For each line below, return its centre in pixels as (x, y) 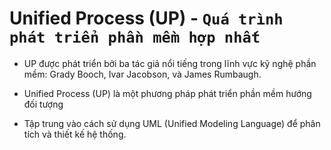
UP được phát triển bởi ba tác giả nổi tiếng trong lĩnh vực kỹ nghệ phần (170, 63)
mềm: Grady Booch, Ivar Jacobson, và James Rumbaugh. (142, 74)
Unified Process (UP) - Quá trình (146, 18)
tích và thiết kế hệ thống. (75, 134)
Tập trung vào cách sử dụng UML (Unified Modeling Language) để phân (172, 123)
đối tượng (43, 104)
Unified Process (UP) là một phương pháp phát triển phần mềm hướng (167, 93)
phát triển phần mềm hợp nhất (135, 37)
